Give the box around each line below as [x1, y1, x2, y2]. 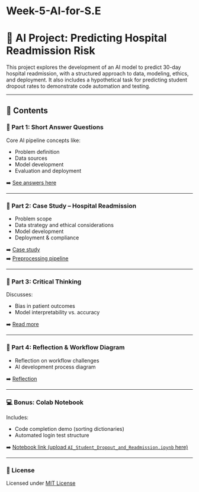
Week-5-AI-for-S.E [6, 4, 102, 18]
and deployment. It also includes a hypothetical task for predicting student [6, 76, 188, 84]
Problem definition [14, 148, 60, 155]
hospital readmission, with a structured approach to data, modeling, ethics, [6, 70, 189, 77]
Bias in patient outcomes [14, 302, 75, 310]
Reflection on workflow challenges [14, 357, 99, 364]
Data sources [14, 154, 47, 162]
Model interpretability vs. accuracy [14, 309, 100, 316]
